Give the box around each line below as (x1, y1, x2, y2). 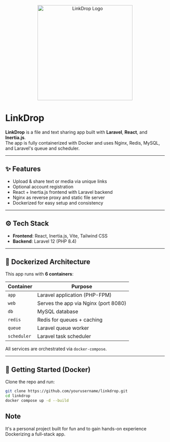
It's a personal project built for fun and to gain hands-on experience (5, 425, 147, 431)
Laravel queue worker (37, 325, 90, 332)
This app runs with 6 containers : (5, 271, 74, 277)
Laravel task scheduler (37, 333, 91, 340)
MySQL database (37, 308, 78, 315)
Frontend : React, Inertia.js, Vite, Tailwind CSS (12, 232, 108, 239)
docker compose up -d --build (5, 398, 69, 403)
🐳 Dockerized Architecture (5, 257, 91, 266)
